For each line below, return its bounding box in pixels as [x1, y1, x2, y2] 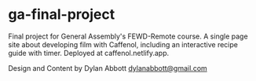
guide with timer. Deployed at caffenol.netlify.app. [8, 48, 170, 57]
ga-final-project [8, 6, 115, 24]
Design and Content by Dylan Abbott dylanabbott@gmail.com [8, 63, 208, 72]
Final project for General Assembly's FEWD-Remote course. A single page [8, 31, 249, 41]
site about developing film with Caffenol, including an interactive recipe [8, 39, 238, 49]
